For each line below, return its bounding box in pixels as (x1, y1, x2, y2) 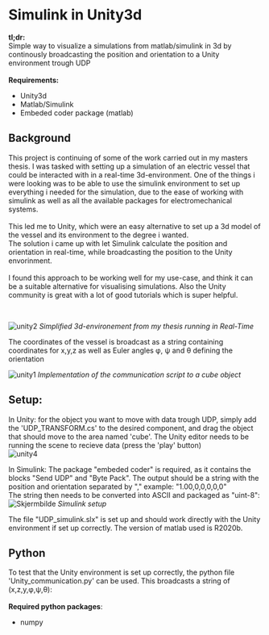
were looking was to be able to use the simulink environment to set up (8, 178, 241, 188)
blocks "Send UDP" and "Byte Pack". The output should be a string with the (8, 473, 259, 483)
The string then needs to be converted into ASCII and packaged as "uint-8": (8, 490, 260, 499)
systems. (8, 204, 39, 214)
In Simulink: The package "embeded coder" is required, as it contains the (8, 464, 251, 474)
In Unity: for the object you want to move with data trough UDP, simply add (8, 414, 257, 424)
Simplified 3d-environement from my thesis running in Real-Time (39, 321, 255, 331)
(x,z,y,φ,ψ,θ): (8, 585, 52, 595)
